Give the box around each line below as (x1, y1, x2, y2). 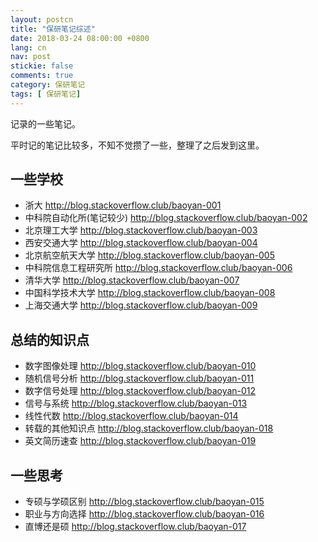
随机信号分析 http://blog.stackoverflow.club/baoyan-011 (24, 372, 255, 385)
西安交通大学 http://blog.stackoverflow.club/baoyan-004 (24, 237, 258, 249)
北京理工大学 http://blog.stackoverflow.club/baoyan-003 (24, 224, 258, 236)
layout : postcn (10, 14, 74, 25)
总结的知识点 (10, 331, 90, 348)
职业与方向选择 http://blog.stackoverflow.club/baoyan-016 (24, 508, 265, 520)
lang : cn (10, 42, 47, 53)
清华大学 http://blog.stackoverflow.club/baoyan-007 (24, 274, 240, 286)
